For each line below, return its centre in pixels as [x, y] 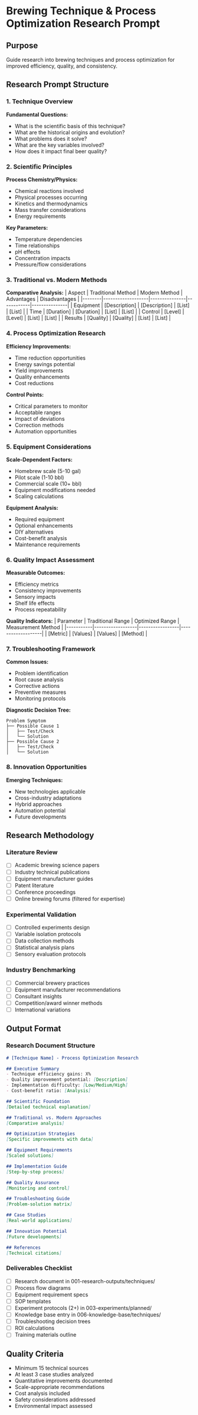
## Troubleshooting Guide [38, 1199]
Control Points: [25, 394]
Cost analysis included [42, 1394]
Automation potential [40, 810]
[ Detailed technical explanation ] [49, 1107]
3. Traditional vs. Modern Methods [57, 280]
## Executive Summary [33, 1069]
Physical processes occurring [51, 197]
